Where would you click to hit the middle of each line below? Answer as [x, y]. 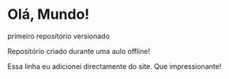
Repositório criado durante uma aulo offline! [79, 51]
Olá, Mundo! [49, 14]
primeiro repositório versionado [58, 36]
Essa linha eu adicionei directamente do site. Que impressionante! [114, 66]
